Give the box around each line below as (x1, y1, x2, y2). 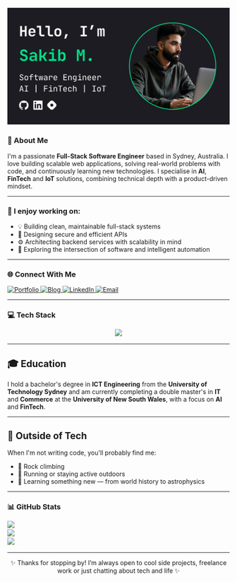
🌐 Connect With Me (7, 269, 76, 279)
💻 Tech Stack (7, 310, 56, 320)
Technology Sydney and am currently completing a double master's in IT (7, 388, 221, 396)
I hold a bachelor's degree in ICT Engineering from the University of (7, 380, 207, 389)
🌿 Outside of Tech (7, 429, 87, 442)
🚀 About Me (7, 136, 49, 146)
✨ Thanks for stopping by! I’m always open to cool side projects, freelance (10, 559, 227, 567)
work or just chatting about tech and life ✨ (57, 566, 180, 575)
